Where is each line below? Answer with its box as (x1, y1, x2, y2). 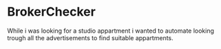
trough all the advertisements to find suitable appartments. (7, 33, 173, 42)
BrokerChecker (7, 4, 96, 20)
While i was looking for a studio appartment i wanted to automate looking (7, 27, 215, 35)
